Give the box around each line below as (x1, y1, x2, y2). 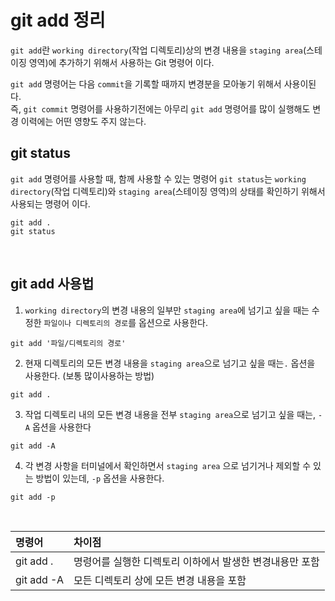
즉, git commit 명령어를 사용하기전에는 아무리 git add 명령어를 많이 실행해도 (10, 102, 311, 115)
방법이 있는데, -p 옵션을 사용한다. (35, 472, 165, 484)
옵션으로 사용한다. (138, 316, 208, 328)
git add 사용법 (10, 276, 95, 293)
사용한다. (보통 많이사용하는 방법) (24, 369, 155, 381)
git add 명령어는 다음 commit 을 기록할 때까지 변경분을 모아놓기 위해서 (10, 77, 282, 90)
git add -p (10, 492, 56, 502)
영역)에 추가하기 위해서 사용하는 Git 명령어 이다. (28, 56, 215, 68)
